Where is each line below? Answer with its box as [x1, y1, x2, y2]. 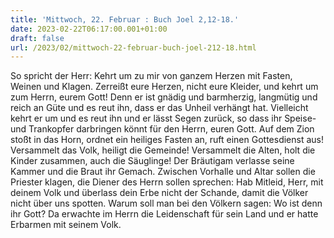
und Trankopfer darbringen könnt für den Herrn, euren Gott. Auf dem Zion [10, 123, 315, 135]
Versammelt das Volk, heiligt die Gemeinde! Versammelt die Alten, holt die [10, 144, 316, 156]
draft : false [10, 33, 65, 43]
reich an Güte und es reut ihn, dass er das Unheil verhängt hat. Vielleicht [10, 102, 309, 114]
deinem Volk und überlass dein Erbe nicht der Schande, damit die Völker [10, 187, 309, 199]
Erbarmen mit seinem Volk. [10, 219, 122, 231]
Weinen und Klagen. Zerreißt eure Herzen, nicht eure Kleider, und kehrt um [10, 81, 319, 93]
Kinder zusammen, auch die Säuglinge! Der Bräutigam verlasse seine [10, 155, 295, 167]
